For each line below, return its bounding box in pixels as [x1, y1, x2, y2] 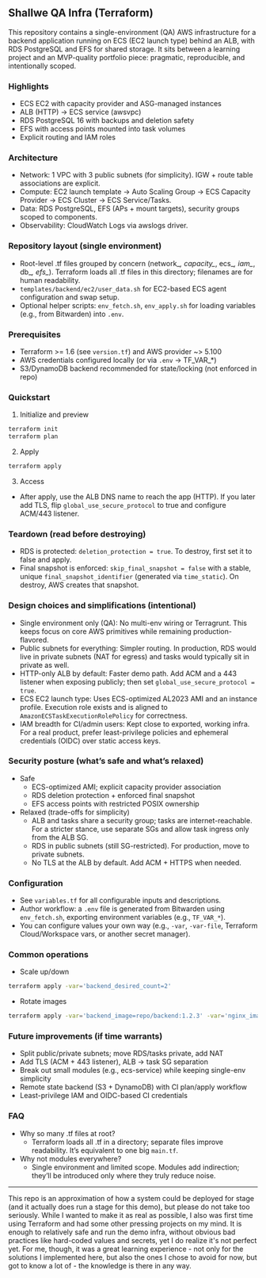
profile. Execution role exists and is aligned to [19, 702, 168, 711]
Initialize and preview [19, 410, 89, 419]
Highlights [8, 81, 49, 92]
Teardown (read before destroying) [8, 528, 146, 540]
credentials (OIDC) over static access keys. [19, 736, 161, 746]
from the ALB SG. [31, 832, 89, 842]
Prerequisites [8, 329, 61, 340]
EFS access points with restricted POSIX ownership [31, 799, 199, 808]
